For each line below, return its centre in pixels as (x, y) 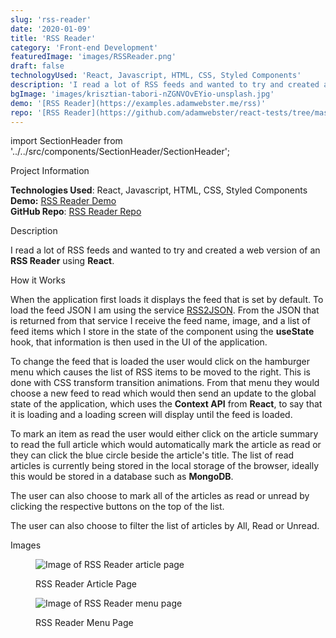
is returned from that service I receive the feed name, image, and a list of (160, 321)
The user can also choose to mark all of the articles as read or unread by (160, 496)
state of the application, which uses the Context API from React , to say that (166, 404)
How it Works (38, 280)
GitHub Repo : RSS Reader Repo (76, 212)
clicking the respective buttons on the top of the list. (117, 507)
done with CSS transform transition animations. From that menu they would (165, 383)
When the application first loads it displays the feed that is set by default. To (167, 300)
